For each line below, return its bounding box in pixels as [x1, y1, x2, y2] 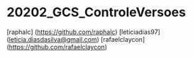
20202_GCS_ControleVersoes [6, 4, 186, 21]
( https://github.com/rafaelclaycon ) [6, 42, 107, 51]
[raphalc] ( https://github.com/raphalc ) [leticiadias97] [6, 28, 160, 36]
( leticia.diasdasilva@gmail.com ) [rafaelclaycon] [6, 35, 145, 43]
